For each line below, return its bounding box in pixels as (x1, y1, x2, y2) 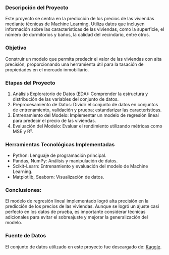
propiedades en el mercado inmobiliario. (5, 66, 89, 72)
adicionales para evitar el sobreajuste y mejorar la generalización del (5, 214, 148, 220)
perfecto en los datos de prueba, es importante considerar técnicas (5, 209, 146, 215)
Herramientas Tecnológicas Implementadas (5, 141, 115, 148)
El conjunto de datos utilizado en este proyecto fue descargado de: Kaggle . (5, 243, 162, 249)
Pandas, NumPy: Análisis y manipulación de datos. (12, 158, 118, 164)
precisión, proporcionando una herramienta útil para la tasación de (5, 61, 144, 67)
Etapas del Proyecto (5, 79, 55, 86)
